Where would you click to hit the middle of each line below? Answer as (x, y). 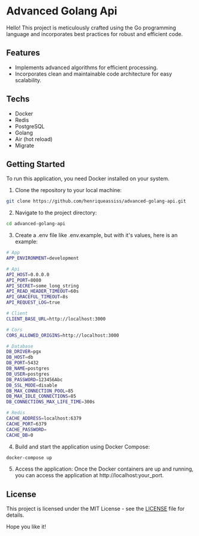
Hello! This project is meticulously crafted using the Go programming (91, 28)
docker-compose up (29, 457)
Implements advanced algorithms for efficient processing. (86, 67)
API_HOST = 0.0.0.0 (28, 274)
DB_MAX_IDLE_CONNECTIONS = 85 (41, 396)
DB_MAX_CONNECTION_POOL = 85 (40, 391)
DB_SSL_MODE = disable (32, 385)
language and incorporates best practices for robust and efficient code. (95, 34)
